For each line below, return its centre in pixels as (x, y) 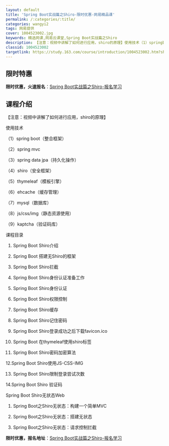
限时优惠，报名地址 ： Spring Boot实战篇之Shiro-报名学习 (64, 438)
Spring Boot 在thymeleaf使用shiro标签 (52, 342)
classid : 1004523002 (27, 47)
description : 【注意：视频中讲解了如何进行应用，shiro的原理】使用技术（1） (77, 43)
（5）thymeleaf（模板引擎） (35, 181)
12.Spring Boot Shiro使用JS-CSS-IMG (44, 363)
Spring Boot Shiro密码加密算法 (44, 352)
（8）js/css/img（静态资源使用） (40, 213)
